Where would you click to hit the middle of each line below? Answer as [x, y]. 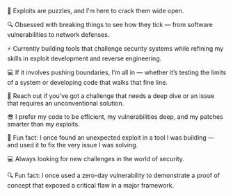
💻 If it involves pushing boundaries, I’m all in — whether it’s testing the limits [117, 72]
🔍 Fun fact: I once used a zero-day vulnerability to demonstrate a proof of [114, 175]
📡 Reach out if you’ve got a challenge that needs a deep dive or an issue [111, 96]
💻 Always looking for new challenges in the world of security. [96, 159]
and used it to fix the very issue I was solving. [73, 145]
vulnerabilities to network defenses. [58, 34]
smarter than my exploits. [43, 124]
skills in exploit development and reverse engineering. [85, 58]
